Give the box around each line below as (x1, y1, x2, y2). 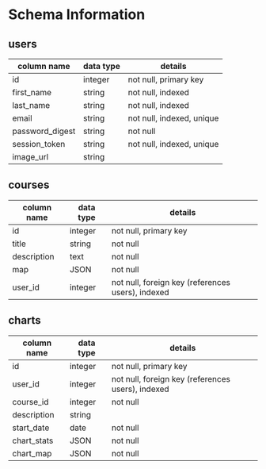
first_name (12, 87, 52, 98)
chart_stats (12, 435, 54, 446)
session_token (12, 139, 66, 149)
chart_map (12, 448, 52, 459)
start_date (12, 422, 50, 433)
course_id (12, 396, 49, 407)
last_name (12, 100, 51, 110)
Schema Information (8, 6, 146, 24)
